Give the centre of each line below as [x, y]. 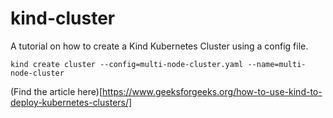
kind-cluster [63, 18]
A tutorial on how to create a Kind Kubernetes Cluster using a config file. [159, 46]
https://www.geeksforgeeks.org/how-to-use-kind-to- [212, 91]
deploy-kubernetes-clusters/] [71, 102]
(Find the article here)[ [56, 91]
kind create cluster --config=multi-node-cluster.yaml [127, 64]
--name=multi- [277, 64]
